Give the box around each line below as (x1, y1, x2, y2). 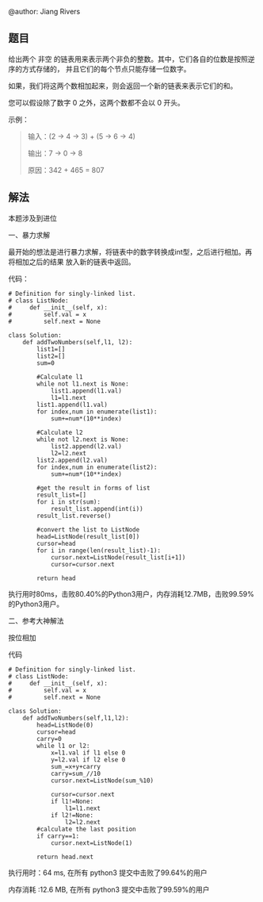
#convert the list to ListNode (36, 525, 140, 534)
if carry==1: (36, 832, 80, 840)
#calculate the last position (36, 825, 136, 833)
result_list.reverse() (36, 512, 112, 520)
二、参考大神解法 (8, 616, 64, 625)
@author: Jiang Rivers (8, 7, 81, 16)
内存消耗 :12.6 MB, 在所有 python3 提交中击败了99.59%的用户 (8, 885, 210, 894)
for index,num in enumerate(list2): (36, 463, 158, 471)
